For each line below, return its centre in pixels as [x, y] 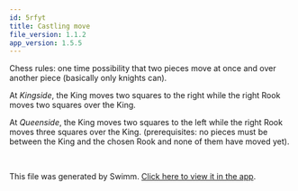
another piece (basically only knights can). [88, 78]
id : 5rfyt [28, 18]
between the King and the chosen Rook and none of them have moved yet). [149, 141]
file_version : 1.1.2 [48, 34]
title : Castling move [50, 26]
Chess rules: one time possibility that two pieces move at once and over [143, 68]
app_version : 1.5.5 [46, 43]
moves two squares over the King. [73, 105]
